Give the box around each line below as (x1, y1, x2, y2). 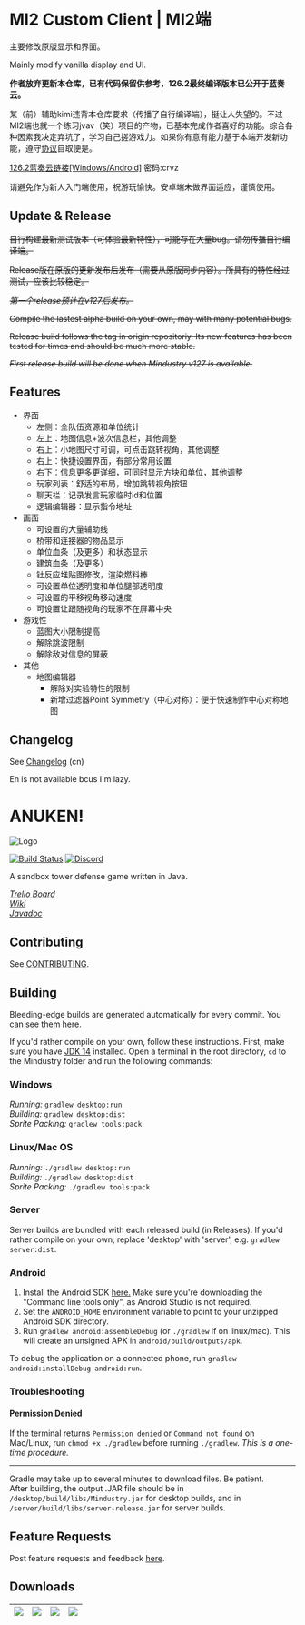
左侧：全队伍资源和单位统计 (35, 421, 141, 432)
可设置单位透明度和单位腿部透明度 (35, 580, 164, 591)
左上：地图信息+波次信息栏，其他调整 (35, 432, 177, 443)
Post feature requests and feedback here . (9, 1553, 165, 1564)
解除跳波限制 (35, 637, 84, 647)
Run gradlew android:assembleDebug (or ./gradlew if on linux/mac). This (22, 1326, 290, 1337)
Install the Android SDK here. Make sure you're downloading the (22, 1287, 263, 1298)
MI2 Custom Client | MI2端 (9, 9, 212, 30)
